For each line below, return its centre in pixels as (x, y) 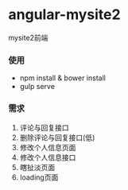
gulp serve (37, 87)
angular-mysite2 (64, 15)
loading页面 (39, 177)
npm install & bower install (62, 78)
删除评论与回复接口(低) (57, 138)
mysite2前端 (28, 37)
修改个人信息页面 (48, 147)
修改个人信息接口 (48, 157)
